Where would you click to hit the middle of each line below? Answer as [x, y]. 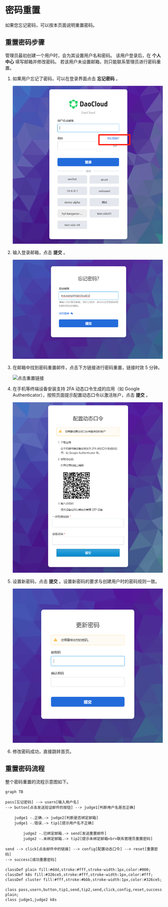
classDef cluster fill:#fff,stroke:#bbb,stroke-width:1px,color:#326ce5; [84, 879]
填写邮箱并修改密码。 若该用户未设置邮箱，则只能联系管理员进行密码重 [88, 62]
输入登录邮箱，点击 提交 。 [40, 252]
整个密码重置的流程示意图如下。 [38, 781]
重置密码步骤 [25, 42]
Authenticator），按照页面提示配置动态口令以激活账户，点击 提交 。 [81, 395]
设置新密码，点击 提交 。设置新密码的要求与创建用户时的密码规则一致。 [86, 581]
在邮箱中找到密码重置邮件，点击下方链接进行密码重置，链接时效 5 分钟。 [87, 367]
